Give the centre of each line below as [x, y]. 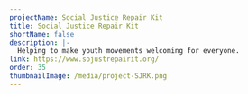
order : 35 [28, 68]
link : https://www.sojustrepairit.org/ [84, 59]
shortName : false [42, 34]
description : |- [40, 43]
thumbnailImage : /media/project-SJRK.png [88, 76]
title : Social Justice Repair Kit [74, 26]
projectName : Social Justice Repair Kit [87, 17]
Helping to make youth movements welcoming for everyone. [129, 51]
